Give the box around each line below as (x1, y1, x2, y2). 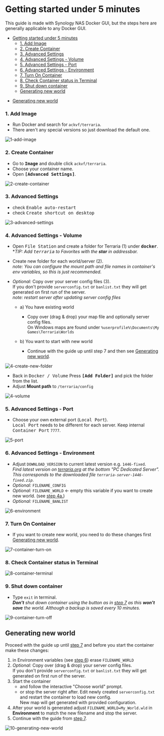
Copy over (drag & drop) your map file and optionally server (27, 314, 150, 320)
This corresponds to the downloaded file (12, 471, 96, 477)
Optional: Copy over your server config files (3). (12, 279, 111, 285)
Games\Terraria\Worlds (27, 330, 75, 335)
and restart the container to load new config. (19, 694, 112, 700)
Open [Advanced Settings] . (12, 171, 76, 177)
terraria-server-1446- (96, 472, 144, 477)
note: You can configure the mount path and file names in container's (12, 264, 156, 270)
